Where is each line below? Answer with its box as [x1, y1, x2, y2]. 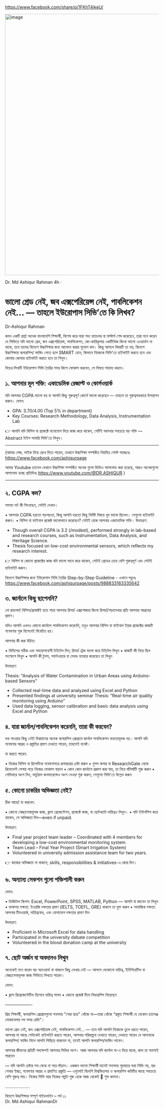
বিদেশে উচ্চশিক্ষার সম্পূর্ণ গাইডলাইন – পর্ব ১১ [5, 1093, 66, 1099]
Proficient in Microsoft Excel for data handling [12, 929, 104, 935]
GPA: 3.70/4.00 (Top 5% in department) [12, 408, 92, 414]
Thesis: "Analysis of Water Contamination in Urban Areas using [5, 673, 132, 679]
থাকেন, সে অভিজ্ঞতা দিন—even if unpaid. [5, 814, 72, 820]
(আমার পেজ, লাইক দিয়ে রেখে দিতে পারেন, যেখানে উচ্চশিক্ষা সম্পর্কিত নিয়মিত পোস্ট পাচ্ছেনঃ [5, 449, 130, 455]
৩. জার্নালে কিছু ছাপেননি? [5, 594, 58, 602]
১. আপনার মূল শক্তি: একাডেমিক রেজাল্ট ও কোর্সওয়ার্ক [5, 379, 113, 388]
